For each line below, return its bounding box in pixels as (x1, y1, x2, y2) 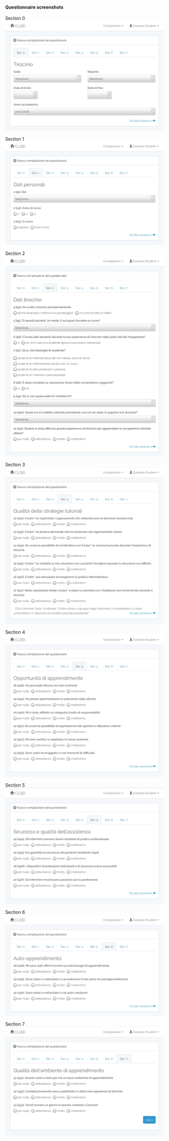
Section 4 (5, 629, 25, 635)
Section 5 (5, 782, 25, 788)
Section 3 (5, 462, 25, 468)
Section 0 (5, 15, 25, 21)
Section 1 (5, 136, 24, 142)
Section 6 (5, 909, 25, 915)
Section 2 (5, 250, 25, 256)
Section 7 (5, 1021, 25, 1027)
